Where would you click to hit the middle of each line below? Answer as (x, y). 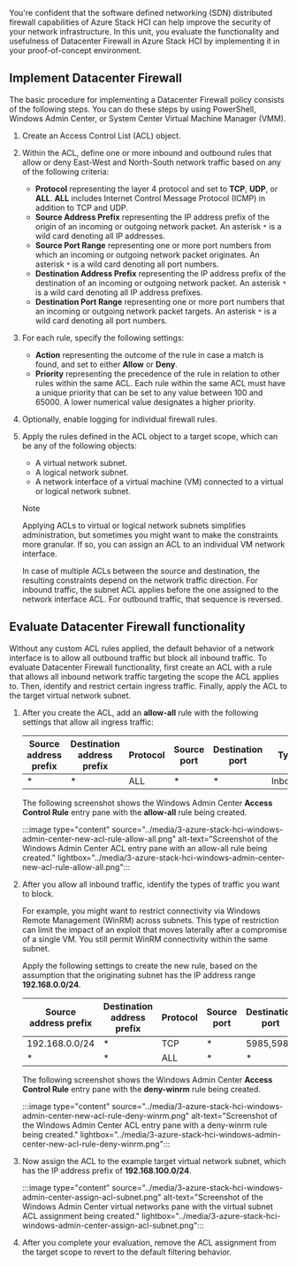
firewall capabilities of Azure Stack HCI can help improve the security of (140, 22)
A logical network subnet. (82, 472)
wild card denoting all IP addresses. (100, 236)
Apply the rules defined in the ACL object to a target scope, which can (150, 436)
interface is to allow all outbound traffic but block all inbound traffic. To (138, 657)
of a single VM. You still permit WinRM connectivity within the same (145, 939)
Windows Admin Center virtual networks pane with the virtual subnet (148, 1206)
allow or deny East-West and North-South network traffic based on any (151, 162)
